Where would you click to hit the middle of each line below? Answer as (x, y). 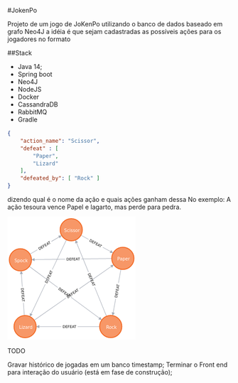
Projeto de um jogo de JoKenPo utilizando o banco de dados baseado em (115, 24)
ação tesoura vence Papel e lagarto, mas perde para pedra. (94, 207)
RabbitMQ (32, 112)
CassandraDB (38, 104)
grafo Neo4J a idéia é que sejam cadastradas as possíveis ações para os (114, 32)
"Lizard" (46, 163)
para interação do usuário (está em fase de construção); (90, 372)
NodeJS (29, 89)
